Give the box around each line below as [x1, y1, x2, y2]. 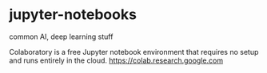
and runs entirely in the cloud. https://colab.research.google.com [9, 56, 223, 65]
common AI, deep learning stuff [9, 32, 114, 41]
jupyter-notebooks [9, 6, 137, 24]
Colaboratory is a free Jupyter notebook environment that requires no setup [9, 47, 259, 56]
